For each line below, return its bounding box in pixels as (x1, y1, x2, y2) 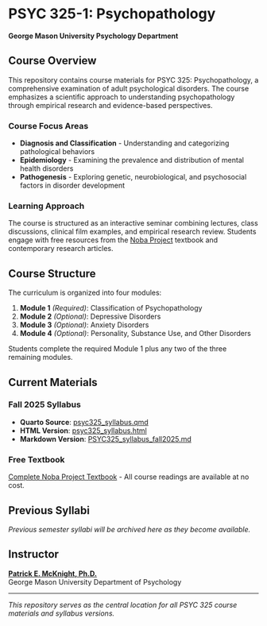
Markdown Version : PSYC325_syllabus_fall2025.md (19, 434, 192, 443)
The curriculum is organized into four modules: (8, 288, 162, 298)
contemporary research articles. (8, 244, 114, 253)
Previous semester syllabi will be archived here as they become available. (8, 524, 251, 534)
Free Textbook (8, 454, 65, 465)
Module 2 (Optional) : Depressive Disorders (19, 311, 161, 322)
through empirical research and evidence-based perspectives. (8, 100, 213, 110)
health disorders (19, 164, 74, 173)
